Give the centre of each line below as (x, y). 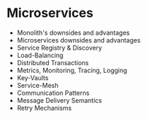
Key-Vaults (33, 78)
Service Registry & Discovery (59, 47)
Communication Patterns (53, 93)
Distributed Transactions (53, 62)
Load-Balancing (40, 55)
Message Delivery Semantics (59, 100)
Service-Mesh (38, 85)
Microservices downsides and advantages (79, 40)
